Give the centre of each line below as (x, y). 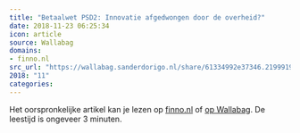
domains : (25, 51)
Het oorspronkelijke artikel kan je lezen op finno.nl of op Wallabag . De (137, 109)
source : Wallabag (42, 42)
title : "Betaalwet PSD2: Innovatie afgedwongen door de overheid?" (137, 17)
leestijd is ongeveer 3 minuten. (66, 119)
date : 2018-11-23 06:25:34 (59, 26)
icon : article (36, 34)
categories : (31, 84)
